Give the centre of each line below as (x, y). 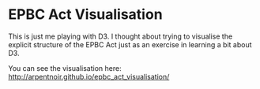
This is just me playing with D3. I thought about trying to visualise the (121, 36)
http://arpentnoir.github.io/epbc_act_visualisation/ (89, 76)
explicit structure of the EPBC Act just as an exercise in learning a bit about (130, 44)
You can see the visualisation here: (65, 68)
